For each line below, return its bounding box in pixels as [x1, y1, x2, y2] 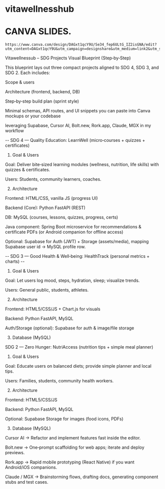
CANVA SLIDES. [5, 26, 72, 37]
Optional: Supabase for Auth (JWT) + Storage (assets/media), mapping [5, 239, 149, 244]
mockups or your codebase [5, 113, 61, 119]
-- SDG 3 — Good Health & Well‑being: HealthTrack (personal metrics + [5, 253, 150, 259]
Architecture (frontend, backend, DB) [5, 89, 80, 95]
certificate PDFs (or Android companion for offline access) [5, 229, 124, 235]
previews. [5, 450, 25, 456]
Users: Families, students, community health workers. [5, 378, 114, 384]
